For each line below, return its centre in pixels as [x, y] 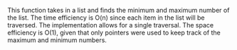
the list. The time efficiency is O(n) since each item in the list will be [106, 18]
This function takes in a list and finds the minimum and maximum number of [118, 10]
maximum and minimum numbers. [57, 40]
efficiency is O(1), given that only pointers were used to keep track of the [114, 32]
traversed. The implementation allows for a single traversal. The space [111, 25]
